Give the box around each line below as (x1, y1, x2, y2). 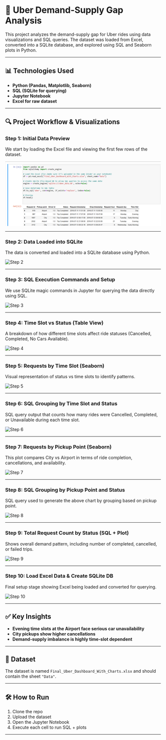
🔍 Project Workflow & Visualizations (5, 118, 120, 126)
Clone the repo (12, 709, 43, 715)
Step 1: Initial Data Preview (5, 135, 70, 142)
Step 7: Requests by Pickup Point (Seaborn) (5, 443, 112, 450)
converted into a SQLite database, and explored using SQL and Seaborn (5, 42, 152, 48)
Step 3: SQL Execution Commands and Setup (5, 276, 115, 283)
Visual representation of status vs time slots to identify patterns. (5, 374, 135, 380)
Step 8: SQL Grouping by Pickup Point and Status (5, 486, 125, 493)
